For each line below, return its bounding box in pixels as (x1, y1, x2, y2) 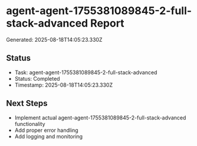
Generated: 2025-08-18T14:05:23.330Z (6, 36, 103, 43)
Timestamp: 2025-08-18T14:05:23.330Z (14, 81, 113, 88)
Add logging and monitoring (14, 132, 83, 140)
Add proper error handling (14, 127, 78, 134)
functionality (14, 120, 45, 127)
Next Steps (6, 98, 48, 108)
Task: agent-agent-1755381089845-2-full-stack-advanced (14, 69, 157, 76)
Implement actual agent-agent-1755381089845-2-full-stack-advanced (14, 114, 186, 121)
